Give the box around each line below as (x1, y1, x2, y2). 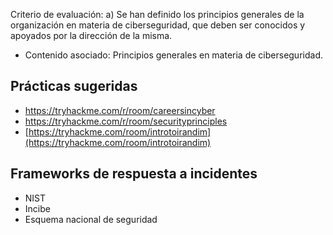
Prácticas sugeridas (10, 78, 138, 95)
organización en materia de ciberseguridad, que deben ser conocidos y (10, 19, 306, 31)
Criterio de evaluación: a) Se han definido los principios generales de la (10, 9, 305, 20)
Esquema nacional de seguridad (24, 213, 158, 225)
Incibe (24, 202, 51, 214)
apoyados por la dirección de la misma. (10, 30, 173, 41)
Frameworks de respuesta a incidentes (10, 165, 258, 183)
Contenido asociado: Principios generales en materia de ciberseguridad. (24, 49, 323, 61)
